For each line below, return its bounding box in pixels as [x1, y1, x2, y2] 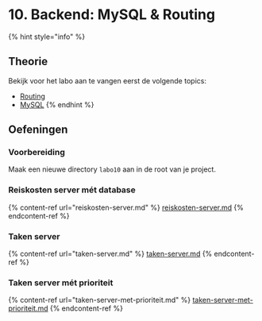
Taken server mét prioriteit [8, 277, 114, 288]
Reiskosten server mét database [8, 184, 137, 195]
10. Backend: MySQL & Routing [8, 6, 216, 24]
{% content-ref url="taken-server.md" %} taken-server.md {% [8, 249, 213, 259]
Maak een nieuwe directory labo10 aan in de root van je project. [8, 164, 217, 174]
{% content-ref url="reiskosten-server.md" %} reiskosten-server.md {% [8, 203, 244, 212]
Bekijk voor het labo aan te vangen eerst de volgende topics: [8, 75, 206, 85]
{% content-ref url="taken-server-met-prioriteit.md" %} [8, 296, 191, 305]
